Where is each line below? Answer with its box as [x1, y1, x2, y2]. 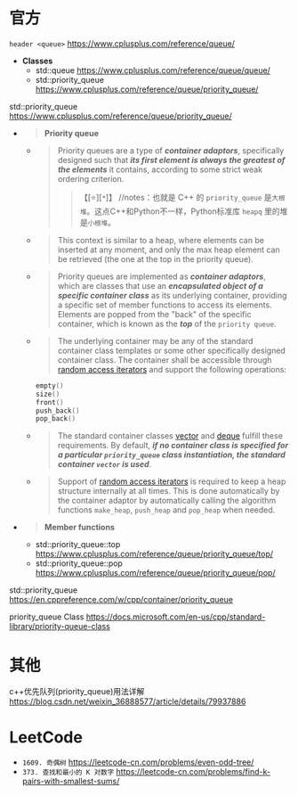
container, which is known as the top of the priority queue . [57, 318, 277, 329]
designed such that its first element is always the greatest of [57, 154, 286, 165]
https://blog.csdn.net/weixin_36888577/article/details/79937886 [9, 696, 246, 707]
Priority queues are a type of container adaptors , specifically [57, 144, 285, 156]
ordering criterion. [57, 173, 125, 184]
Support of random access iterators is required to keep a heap [57, 476, 286, 487]
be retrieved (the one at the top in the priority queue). [57, 253, 254, 264]
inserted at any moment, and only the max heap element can [57, 244, 280, 255]
